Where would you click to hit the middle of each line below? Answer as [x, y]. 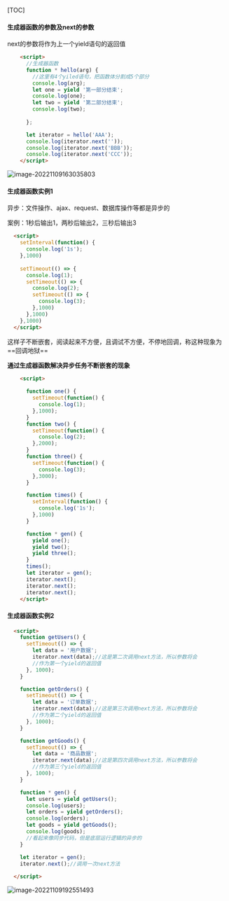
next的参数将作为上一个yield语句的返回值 [67, 44]
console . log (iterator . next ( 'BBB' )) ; [79, 148]
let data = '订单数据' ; [65, 702]
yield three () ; [55, 553]
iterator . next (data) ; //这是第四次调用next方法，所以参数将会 [115, 760]
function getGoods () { [53, 741]
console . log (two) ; [59, 109]
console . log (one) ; [59, 96]
